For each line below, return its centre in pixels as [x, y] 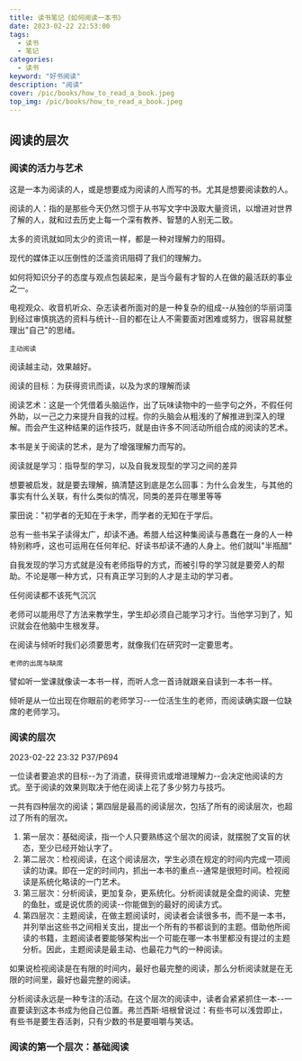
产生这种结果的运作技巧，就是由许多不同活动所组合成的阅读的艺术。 [166, 428]
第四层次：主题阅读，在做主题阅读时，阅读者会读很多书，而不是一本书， [156, 916]
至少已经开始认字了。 [78, 848]
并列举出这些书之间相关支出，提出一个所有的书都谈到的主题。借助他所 [152, 927]
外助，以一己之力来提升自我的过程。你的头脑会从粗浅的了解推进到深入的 [143, 416]
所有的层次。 [49, 818]
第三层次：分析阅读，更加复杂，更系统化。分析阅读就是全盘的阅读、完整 [156, 893]
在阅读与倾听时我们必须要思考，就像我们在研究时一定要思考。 [124, 645]
